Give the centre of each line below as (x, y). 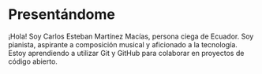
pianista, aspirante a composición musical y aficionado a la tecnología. (123, 44)
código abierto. (33, 61)
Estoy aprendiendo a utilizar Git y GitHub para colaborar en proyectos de (126, 53)
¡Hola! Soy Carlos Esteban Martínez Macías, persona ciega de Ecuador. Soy (131, 36)
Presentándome (62, 15)
